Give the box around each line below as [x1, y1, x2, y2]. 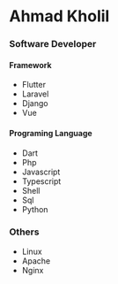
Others [9, 226, 40, 238]
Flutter [21, 80, 47, 90]
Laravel [21, 88, 49, 99]
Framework [9, 59, 52, 70]
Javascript [21, 166, 61, 177]
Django [21, 98, 48, 109]
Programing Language [9, 127, 92, 138]
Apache [21, 255, 51, 266]
